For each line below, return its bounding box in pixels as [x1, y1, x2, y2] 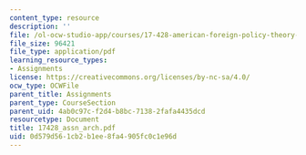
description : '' [9, 22, 71, 31]
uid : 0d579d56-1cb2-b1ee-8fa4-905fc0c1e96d [9, 132, 178, 141]
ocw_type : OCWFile [9, 81, 79, 90]
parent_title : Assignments [9, 89, 112, 98]
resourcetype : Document [9, 115, 100, 124]
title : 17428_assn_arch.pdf [9, 124, 117, 133]
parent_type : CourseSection [9, 98, 117, 108]
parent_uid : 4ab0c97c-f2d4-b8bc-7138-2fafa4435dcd [9, 107, 206, 116]
